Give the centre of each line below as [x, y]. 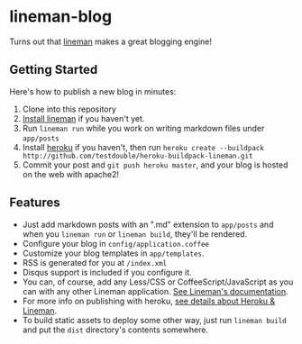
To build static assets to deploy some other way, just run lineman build [154, 320]
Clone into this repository [69, 109]
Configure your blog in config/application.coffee [116, 243]
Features [35, 203]
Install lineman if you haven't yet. [83, 118]
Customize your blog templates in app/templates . [113, 253]
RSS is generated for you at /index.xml [95, 262]
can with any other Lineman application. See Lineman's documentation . [155, 291]
